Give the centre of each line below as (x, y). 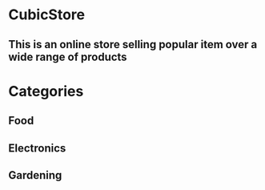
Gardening (35, 175)
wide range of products (68, 57)
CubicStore (47, 15)
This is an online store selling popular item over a (133, 44)
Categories (46, 91)
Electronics (37, 148)
